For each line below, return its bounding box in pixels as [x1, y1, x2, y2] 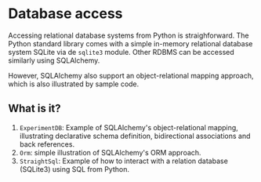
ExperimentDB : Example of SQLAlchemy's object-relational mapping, [19, 122, 239, 132]
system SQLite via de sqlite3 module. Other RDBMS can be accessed [8, 47, 235, 56]
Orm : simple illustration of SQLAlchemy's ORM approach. [19, 147, 201, 157]
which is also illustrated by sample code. [8, 79, 140, 89]
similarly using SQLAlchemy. [8, 56, 100, 65]
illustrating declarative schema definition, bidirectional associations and [19, 131, 251, 140]
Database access [8, 5, 123, 23]
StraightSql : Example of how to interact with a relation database [19, 156, 229, 166]
